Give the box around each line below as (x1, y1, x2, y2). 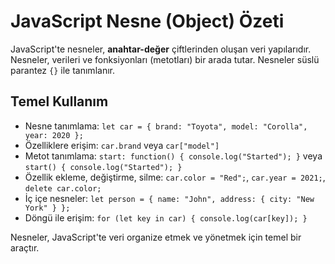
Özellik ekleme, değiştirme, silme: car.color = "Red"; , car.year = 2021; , (24, 171, 326, 183)
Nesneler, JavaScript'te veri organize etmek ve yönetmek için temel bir (10, 231, 302, 243)
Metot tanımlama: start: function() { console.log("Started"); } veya (24, 150, 323, 162)
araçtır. (10, 241, 40, 254)
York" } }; (24, 203, 71, 213)
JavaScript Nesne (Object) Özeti (10, 10, 285, 33)
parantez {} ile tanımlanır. (10, 64, 115, 76)
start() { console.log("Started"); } (24, 162, 183, 172)
